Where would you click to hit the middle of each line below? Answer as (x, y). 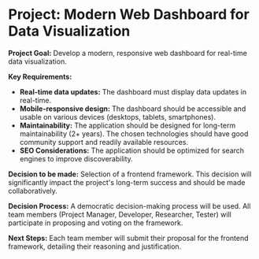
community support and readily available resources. (104, 142)
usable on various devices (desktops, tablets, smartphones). (118, 117)
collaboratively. (33, 191)
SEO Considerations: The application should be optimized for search (132, 150)
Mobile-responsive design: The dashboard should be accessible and (133, 109)
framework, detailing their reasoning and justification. (95, 246)
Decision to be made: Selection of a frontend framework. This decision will (130, 174)
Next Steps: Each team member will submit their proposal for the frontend (129, 238)
